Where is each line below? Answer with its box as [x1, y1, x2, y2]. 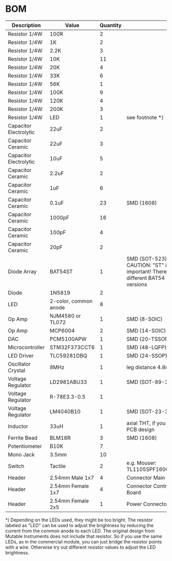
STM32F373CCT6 [49, 344, 95, 351]
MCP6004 [49, 327, 75, 334]
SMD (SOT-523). [126, 255, 168, 262]
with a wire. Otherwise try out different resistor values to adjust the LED [5, 544, 156, 550]
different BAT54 [126, 274, 165, 282]
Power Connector [126, 500, 169, 508]
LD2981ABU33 [49, 378, 87, 385]
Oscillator [8, 360, 31, 367]
